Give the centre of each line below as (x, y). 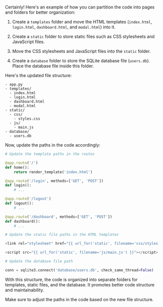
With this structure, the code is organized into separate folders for (71, 280)
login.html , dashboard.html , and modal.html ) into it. (64, 27)
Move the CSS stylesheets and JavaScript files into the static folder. (81, 51)
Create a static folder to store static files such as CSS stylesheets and (83, 37)
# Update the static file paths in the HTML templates (62, 235)
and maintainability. (25, 290)
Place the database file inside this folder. (53, 66)
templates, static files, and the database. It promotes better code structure (80, 284)
